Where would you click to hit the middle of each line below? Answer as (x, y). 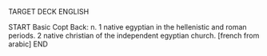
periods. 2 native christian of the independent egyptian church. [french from (134, 36)
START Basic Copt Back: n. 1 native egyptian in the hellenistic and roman (128, 27)
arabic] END (28, 44)
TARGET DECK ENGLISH (49, 12)
